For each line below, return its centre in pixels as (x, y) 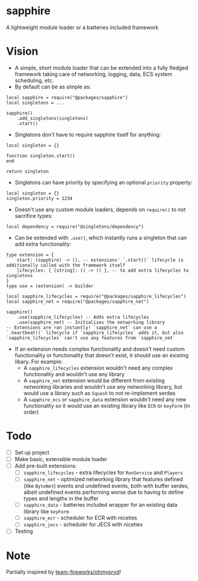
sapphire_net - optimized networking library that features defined (103, 480)
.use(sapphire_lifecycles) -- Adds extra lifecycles (83, 317)
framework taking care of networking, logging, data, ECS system (93, 74)
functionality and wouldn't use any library (74, 374)
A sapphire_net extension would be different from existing (94, 380)
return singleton (27, 171)
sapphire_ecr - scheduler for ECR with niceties (80, 518)
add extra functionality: (43, 244)
